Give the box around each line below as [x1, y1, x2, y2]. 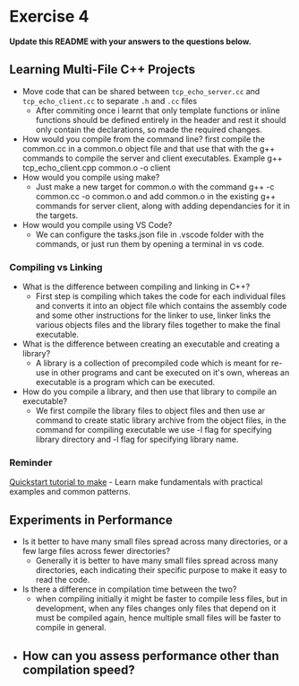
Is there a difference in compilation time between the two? [21, 584, 237, 594]
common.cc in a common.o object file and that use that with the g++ [21, 143, 276, 154]
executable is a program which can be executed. [35, 377, 216, 388]
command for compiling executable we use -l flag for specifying [35, 425, 272, 435]
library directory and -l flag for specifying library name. [35, 434, 239, 445]
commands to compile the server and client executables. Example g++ [21, 153, 283, 163]
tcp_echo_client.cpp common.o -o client [21, 162, 171, 172]
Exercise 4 [9, 6, 90, 27]
